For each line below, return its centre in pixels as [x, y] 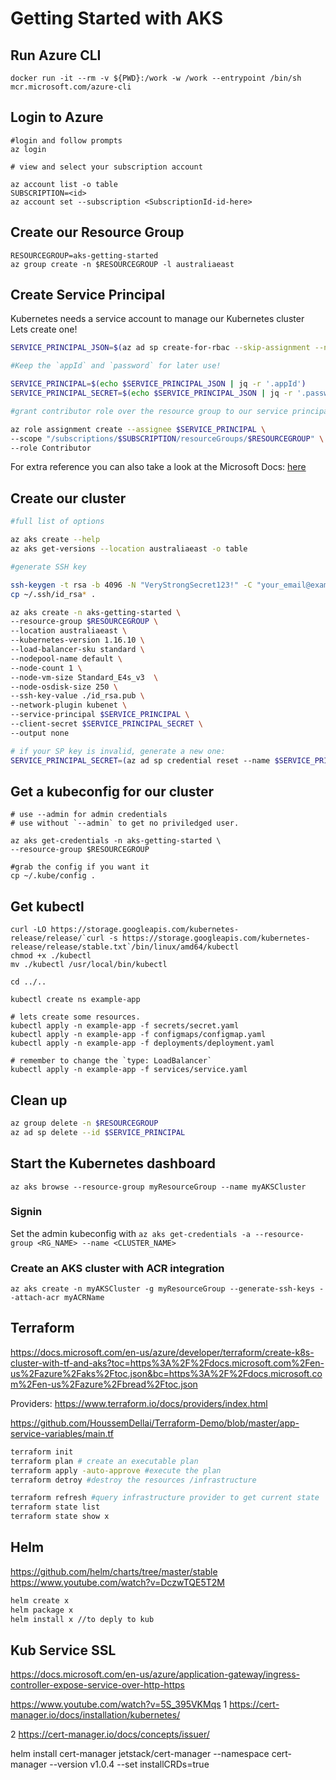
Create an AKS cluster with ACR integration [117, 1268]
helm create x [40, 1600]
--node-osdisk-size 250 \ [64, 687]
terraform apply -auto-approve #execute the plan [116, 1470]
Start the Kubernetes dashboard [113, 1163]
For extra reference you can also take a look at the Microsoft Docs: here [158, 467]
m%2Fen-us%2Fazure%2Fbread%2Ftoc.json [104, 1384]
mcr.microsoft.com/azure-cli [71, 87]
